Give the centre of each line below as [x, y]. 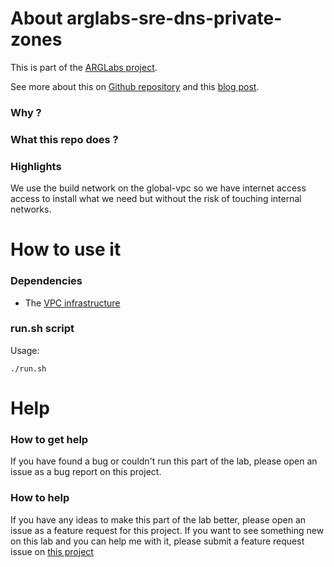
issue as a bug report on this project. [86, 472]
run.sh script [42, 329]
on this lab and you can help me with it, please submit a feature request [157, 541]
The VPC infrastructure [72, 303]
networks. [31, 209]
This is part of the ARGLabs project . [84, 67]
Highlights [36, 166]
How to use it [66, 249]
